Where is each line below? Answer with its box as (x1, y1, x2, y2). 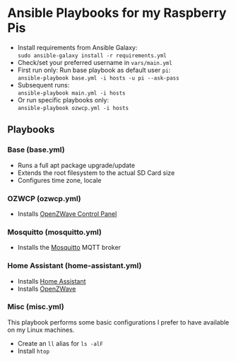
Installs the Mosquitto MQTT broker (17, 243, 122, 252)
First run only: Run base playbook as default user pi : (17, 66, 171, 74)
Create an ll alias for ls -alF (17, 339, 104, 347)
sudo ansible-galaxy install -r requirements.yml (17, 52, 167, 59)
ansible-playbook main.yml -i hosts (17, 90, 126, 97)
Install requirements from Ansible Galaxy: (17, 43, 138, 52)
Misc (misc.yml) (7, 302, 65, 312)
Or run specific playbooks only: (17, 95, 110, 104)
